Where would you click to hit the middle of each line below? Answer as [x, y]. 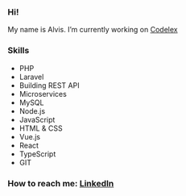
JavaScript [37, 119]
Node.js [32, 111]
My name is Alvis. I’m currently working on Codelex [93, 30]
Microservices [43, 94]
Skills [19, 51]
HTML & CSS [41, 128]
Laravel [31, 77]
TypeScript [37, 154]
